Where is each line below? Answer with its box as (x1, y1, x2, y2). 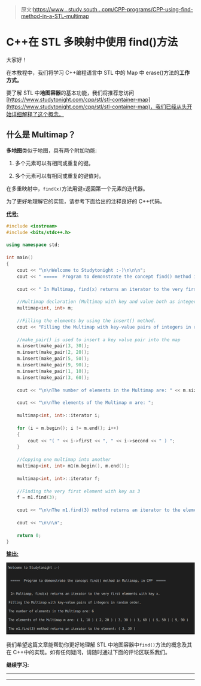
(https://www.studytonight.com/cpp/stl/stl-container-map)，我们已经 (6, 103, 176, 110)
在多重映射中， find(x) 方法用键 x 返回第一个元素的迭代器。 (6, 185, 148, 192)
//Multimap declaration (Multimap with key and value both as (17, 299, 175, 305)
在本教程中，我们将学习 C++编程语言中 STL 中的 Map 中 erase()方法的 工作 (6, 69, 190, 76)
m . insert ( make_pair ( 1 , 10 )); (17, 368, 90, 374)
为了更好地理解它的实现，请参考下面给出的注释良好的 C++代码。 (6, 198, 166, 205)
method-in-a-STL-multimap (20, 13, 90, 20)
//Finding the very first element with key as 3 (17, 488, 141, 494)
